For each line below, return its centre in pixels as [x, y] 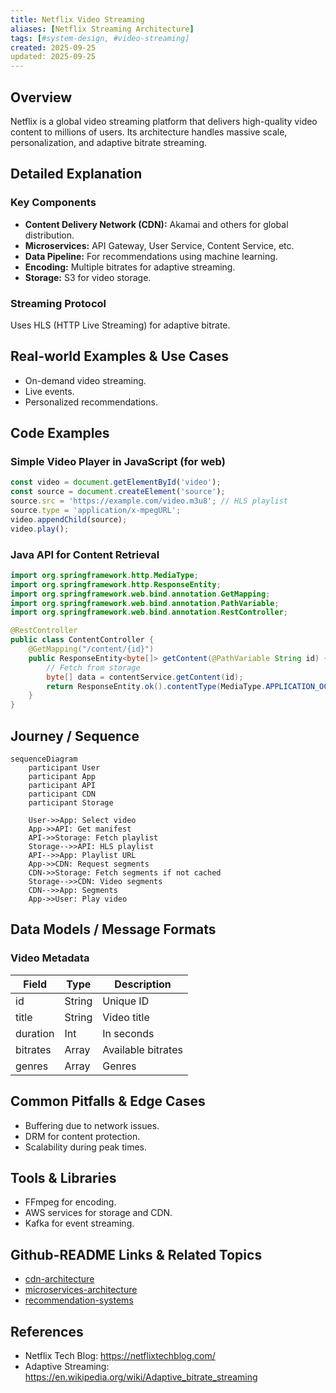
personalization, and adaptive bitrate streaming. [109, 142]
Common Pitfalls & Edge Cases [108, 1101]
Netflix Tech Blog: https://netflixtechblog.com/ [120, 1355]
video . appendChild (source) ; [69, 519]
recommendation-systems [79, 1300]
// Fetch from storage [93, 667]
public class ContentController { [82, 640]
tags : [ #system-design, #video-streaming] [100, 38]
